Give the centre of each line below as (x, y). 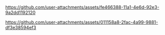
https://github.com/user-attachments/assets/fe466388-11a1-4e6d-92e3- (82, 7)
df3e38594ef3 (21, 27)
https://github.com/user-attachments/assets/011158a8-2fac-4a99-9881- (82, 22)
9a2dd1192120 (20, 12)
